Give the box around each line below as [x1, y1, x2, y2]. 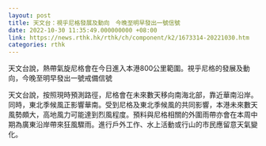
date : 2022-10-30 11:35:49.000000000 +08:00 [8, 26, 158, 34]
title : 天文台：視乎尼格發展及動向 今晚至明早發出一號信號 [8, 19, 180, 27]
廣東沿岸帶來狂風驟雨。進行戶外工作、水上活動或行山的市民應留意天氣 [21, 120, 251, 129]
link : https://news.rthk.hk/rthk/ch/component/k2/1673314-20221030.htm [8, 33, 249, 42]
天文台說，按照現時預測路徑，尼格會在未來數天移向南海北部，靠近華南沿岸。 [8, 90, 258, 99]
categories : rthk [8, 41, 66, 49]
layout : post [8, 11, 51, 20]
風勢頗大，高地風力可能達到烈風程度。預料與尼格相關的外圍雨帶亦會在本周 [8, 110, 251, 119]
